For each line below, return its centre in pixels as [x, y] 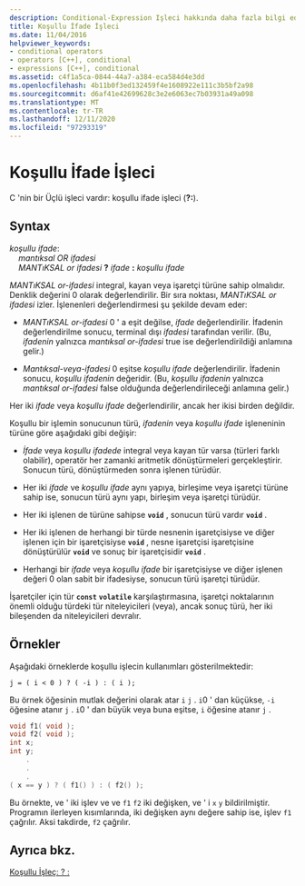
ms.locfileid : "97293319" [58, 128]
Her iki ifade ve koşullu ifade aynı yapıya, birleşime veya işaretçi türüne [155, 487]
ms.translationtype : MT [54, 102]
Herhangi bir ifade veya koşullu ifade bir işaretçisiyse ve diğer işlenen [152, 569]
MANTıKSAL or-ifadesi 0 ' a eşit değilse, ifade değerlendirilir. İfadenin [152, 322]
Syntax [30, 227]
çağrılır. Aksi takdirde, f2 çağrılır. [70, 821]
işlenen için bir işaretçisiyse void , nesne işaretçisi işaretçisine [138, 542]
